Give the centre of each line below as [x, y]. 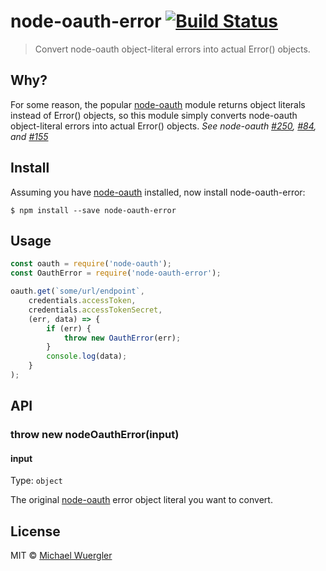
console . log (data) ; [87, 356]
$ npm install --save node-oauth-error [93, 210]
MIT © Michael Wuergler [61, 556]
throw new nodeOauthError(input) [95, 435]
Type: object [36, 481]
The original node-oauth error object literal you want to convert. [141, 500]
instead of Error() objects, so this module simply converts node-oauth [154, 115]
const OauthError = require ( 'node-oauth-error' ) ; [116, 273]
